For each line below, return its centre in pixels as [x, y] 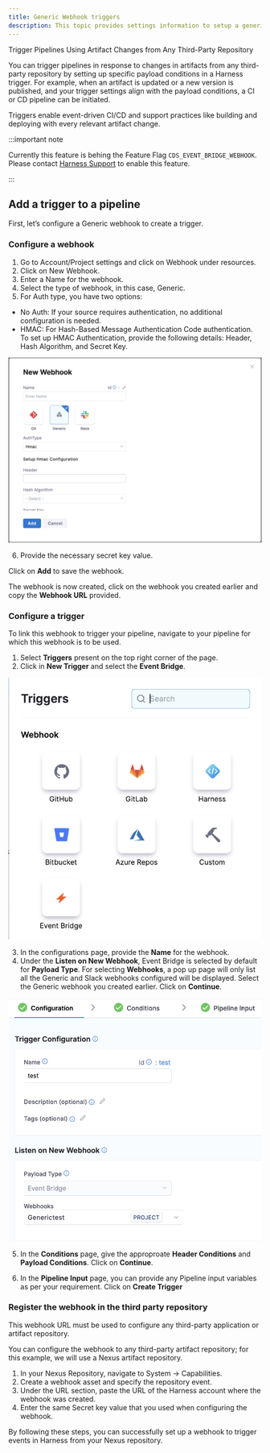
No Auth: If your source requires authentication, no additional [121, 312]
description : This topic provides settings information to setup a [124, 25]
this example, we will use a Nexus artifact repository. [96, 1357]
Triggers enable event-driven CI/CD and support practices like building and [133, 115]
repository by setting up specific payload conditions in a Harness [135, 73]
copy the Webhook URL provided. [65, 595]
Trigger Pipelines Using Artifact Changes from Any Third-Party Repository [131, 49]
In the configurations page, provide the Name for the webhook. [125, 952]
